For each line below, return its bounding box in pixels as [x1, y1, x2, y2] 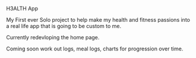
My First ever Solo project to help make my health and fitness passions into [6, 16, 190, 23]
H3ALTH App [6, 5, 39, 12]
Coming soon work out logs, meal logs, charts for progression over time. [6, 45, 184, 52]
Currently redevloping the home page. [6, 34, 100, 40]
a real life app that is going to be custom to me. [6, 23, 122, 29]
